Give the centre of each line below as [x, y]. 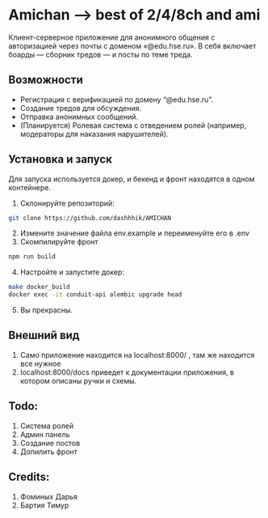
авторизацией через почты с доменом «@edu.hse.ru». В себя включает [132, 45]
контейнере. [29, 187]
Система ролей [47, 426]
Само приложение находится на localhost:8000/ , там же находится [137, 355]
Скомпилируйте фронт [59, 242]
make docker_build [39, 287]
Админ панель [45, 434]
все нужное [40, 363]
